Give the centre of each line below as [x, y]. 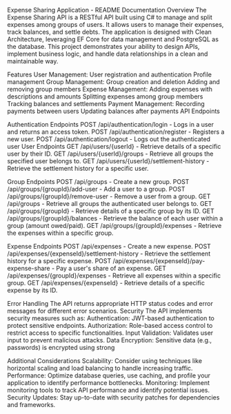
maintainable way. [33, 61]
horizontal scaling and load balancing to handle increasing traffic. [100, 368]
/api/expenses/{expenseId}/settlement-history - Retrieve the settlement [109, 253]
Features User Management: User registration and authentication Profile [110, 74]
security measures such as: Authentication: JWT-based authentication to [111, 318]
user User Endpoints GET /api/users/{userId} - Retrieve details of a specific [114, 146]
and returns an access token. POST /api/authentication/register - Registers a [116, 132]
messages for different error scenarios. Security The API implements [105, 311]
